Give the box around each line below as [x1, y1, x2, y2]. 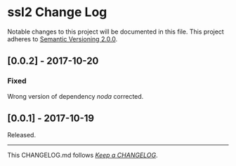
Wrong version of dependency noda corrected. [7, 92, 144, 100]
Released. [7, 131, 37, 139]
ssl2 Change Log [7, 4, 107, 20]
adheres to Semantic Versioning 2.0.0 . [7, 34, 118, 43]
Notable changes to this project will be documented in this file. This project [7, 27, 225, 36]
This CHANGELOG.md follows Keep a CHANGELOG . [7, 151, 158, 160]
